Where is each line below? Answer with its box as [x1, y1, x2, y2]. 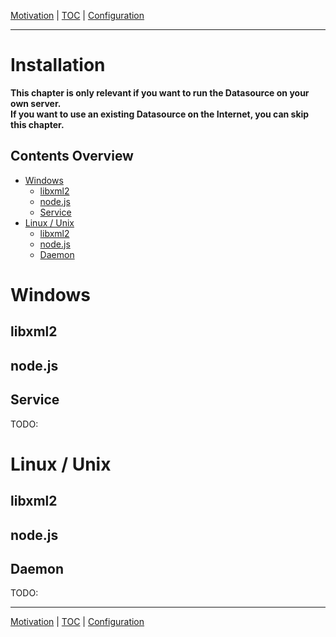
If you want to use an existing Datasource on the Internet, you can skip [10, 108, 310, 120]
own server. [10, 97, 62, 109]
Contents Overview [10, 148, 134, 165]
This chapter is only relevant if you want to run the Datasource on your [10, 86, 310, 99]
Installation [10, 54, 106, 77]
